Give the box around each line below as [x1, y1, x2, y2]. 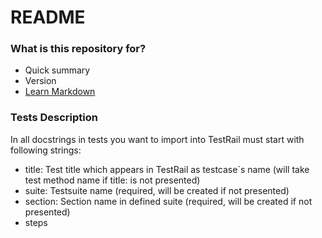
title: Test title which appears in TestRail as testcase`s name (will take [24, 163, 310, 175]
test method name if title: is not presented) [24, 174, 201, 186]
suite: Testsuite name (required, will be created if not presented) [24, 184, 290, 196]
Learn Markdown [24, 86, 96, 98]
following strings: [10, 144, 82, 156]
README [10, 6, 86, 29]
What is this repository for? [10, 42, 147, 56]
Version [24, 75, 57, 87]
